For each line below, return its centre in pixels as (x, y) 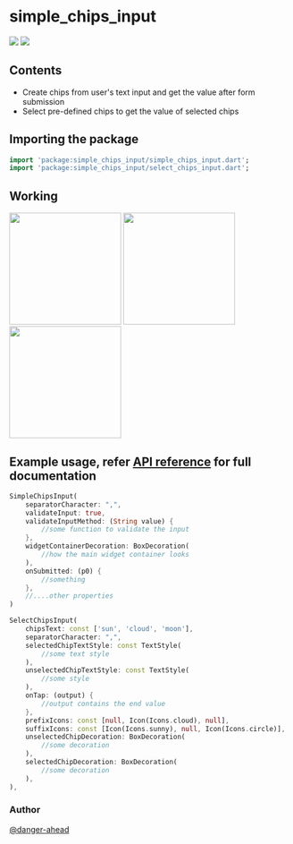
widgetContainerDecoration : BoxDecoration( (108, 546)
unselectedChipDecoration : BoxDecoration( (105, 737)
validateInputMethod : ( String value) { (100, 521)
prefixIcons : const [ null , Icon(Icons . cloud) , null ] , (127, 720)
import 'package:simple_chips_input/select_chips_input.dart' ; (130, 168)
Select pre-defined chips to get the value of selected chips (130, 111)
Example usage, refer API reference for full (130, 461)
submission (43, 101)
